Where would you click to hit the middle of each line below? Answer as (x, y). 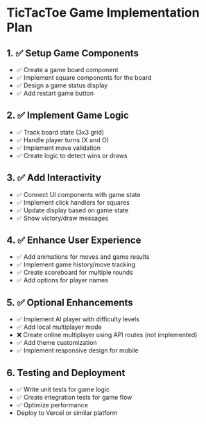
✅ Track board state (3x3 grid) (60, 132)
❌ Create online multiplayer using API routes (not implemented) (107, 335)
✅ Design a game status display (62, 85)
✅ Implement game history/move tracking (76, 264)
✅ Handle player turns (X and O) (62, 139)
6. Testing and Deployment (66, 373)
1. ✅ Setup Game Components (73, 53)
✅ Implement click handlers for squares (73, 202)
